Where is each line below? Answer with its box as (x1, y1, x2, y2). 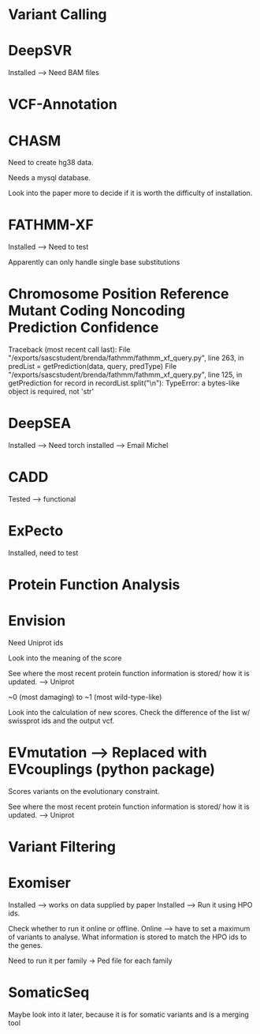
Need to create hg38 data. (8, 158, 94, 167)
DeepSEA (8, 415, 72, 432)
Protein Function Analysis (8, 576, 180, 594)
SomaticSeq (8, 983, 90, 1002)
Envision (8, 612, 66, 630)
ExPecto (8, 522, 64, 540)
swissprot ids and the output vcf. (8, 716, 115, 726)
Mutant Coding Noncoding (8, 302, 186, 320)
